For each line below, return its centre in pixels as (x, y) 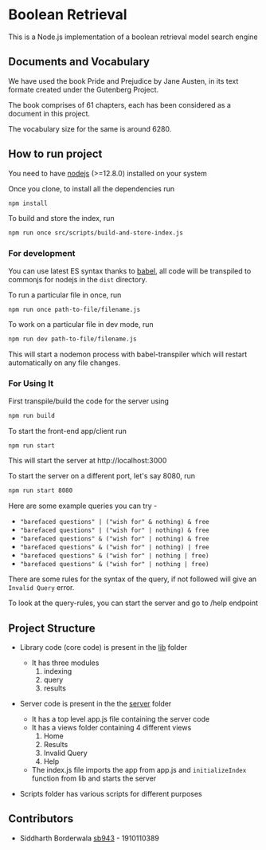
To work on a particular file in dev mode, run (81, 325)
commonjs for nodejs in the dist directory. (78, 279)
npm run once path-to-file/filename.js (74, 309)
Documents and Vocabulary (79, 62)
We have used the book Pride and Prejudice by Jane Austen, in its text (123, 81)
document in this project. (49, 113)
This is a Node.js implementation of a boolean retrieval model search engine (133, 37)
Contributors (41, 819)
